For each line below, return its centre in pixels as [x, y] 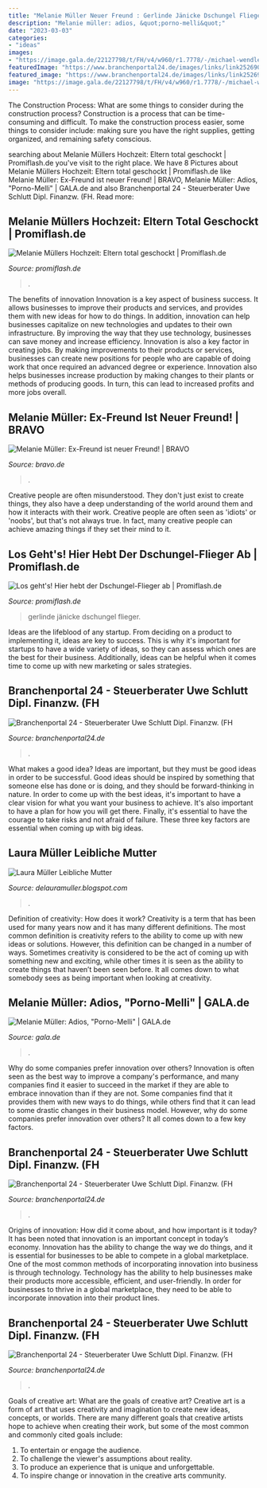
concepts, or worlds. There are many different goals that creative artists [126, 1418]
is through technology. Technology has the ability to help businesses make [130, 1273]
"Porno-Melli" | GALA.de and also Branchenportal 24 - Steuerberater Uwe [129, 188]
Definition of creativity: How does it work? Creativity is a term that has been [132, 918]
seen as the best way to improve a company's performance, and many [124, 1076]
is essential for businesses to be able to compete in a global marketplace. [128, 1256]
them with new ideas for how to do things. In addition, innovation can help [129, 316]
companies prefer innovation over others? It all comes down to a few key [127, 1119]
